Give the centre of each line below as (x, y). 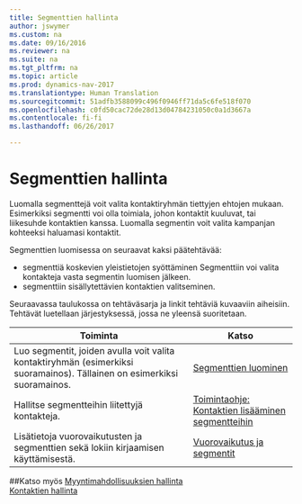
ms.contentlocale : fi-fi (56, 118)
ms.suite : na (34, 59)
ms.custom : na (36, 34)
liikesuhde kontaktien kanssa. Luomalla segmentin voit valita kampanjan (142, 222)
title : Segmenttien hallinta (64, 18)
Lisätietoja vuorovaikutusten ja (78, 436)
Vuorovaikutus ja (228, 442)
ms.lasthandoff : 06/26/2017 (62, 127)
